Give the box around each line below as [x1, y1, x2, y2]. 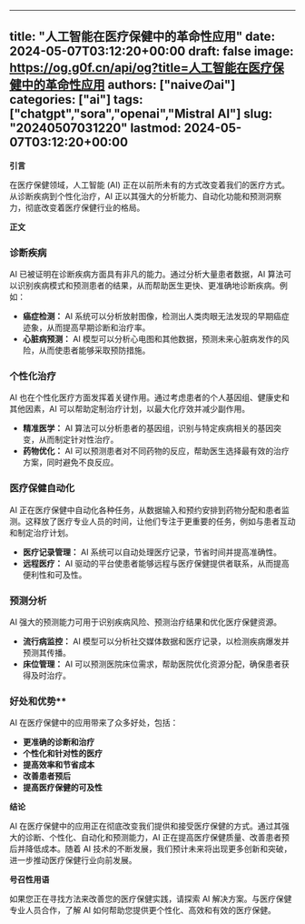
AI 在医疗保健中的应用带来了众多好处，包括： [9, 718, 179, 728]
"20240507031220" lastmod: [9, 120, 182, 136]
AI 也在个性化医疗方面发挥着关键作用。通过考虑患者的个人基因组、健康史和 [9, 392, 290, 403]
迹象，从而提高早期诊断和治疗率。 [22, 322, 151, 333]
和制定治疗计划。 [9, 527, 74, 537]
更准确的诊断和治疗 [22, 737, 95, 748]
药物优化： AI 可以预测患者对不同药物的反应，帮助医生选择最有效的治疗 [22, 446, 290, 457]
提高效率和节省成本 [22, 759, 95, 770]
